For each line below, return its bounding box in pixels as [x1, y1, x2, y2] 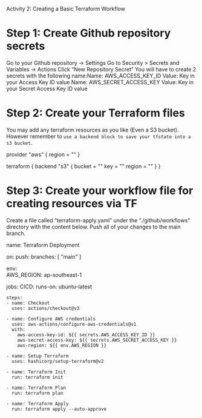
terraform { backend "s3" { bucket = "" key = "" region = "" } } [6, 162, 161, 170]
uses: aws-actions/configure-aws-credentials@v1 [11, 321, 137, 327]
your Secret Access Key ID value [6, 85, 88, 92]
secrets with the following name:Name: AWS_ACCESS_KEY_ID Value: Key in [6, 72, 195, 79]
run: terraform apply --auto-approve [11, 406, 107, 412]
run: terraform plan [11, 390, 64, 396]
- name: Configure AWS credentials [6, 316, 96, 322]
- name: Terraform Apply [6, 400, 69, 406]
